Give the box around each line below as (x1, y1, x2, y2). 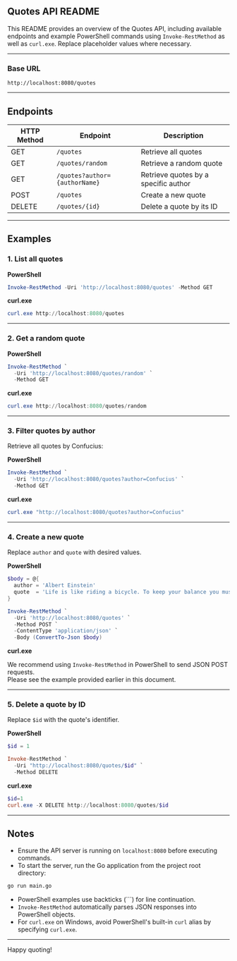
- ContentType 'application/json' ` (13, 628, 119, 635)
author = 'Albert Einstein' (13, 582, 97, 589)
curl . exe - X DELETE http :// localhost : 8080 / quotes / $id (7, 802, 169, 809)
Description (163, 130, 204, 140)
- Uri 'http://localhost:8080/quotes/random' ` (13, 369, 153, 377)
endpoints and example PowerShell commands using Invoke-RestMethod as (7, 32, 226, 40)
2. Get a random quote (7, 333, 85, 343)
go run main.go (7, 883, 52, 890)
